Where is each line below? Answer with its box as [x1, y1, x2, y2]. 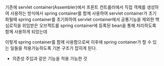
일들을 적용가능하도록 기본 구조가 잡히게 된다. [10, 45, 98, 51]
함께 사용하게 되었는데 [5, 29, 48, 34]
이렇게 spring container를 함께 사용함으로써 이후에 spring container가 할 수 [5, 39, 152, 45]
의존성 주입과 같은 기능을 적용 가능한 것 [12, 56, 88, 61]
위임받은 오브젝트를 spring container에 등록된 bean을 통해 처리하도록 [22, 22, 157, 28]
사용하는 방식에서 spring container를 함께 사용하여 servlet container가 [10, 10, 148, 16]
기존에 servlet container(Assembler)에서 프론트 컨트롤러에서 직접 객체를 [5, 4, 146, 10]
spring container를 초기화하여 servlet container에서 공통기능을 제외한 [18, 17, 154, 22]
